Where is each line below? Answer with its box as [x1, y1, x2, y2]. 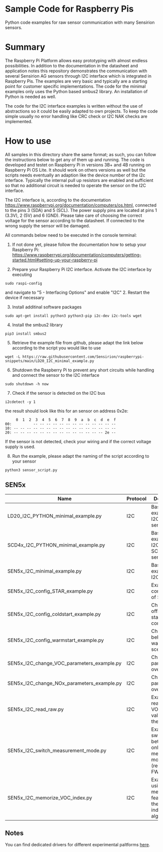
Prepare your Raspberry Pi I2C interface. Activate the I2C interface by [12, 266, 152, 272]
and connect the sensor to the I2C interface [12, 372, 99, 378]
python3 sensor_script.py [5, 467, 57, 472]
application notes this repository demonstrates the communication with [5, 68, 147, 74]
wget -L [5, 354, 21, 359]
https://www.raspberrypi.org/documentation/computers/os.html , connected [5, 202, 157, 208]
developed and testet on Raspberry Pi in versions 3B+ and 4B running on [5, 161, 151, 168]
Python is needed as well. [5, 94, 57, 99]
